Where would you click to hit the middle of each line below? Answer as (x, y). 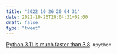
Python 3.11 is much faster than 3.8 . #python (59, 45)
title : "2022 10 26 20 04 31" (43, 11)
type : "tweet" (24, 28)
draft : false (22, 22)
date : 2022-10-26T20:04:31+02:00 (47, 17)
